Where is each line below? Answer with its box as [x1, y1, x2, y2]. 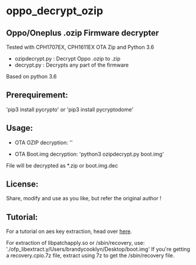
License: [6, 179, 38, 190]
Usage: [6, 123, 34, 133]
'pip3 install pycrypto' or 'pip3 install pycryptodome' [6, 106, 134, 113]
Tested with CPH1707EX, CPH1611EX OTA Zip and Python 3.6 [6, 43, 155, 51]
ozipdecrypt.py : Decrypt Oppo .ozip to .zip [14, 55, 121, 62]
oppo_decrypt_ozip [6, 4, 104, 18]
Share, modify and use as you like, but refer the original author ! [6, 195, 162, 202]
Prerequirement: [6, 90, 68, 100]
